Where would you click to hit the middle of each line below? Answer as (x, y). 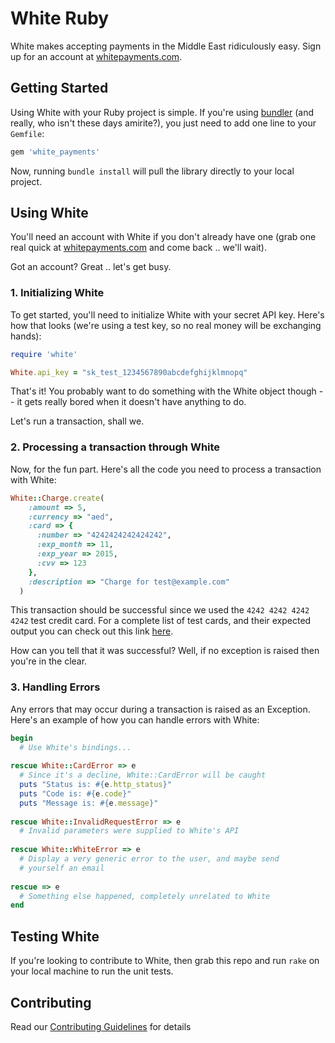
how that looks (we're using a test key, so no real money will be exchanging (166, 325)
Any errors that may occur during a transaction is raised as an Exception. (160, 709)
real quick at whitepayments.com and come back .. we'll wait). (138, 248)
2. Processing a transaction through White (115, 447)
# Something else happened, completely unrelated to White (145, 896)
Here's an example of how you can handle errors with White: (135, 719)
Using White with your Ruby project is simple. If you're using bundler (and (162, 112)
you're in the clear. (49, 661)
